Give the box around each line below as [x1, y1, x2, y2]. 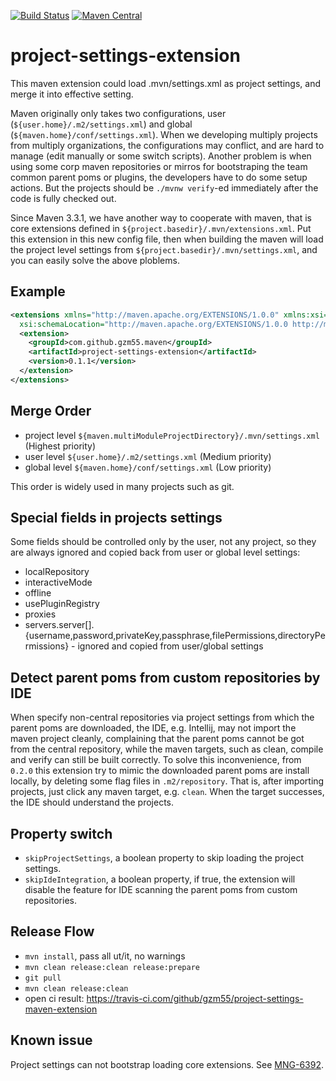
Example [10, 283, 66, 300]
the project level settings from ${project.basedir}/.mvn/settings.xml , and [10, 243, 318, 255]
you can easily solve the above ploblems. [10, 254, 180, 266]
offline [24, 587, 52, 599]
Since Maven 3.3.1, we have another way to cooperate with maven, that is [10, 211, 312, 224]
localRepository [24, 566, 90, 578]
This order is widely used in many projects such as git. [10, 480, 235, 492]
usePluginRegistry [24, 598, 100, 610]
